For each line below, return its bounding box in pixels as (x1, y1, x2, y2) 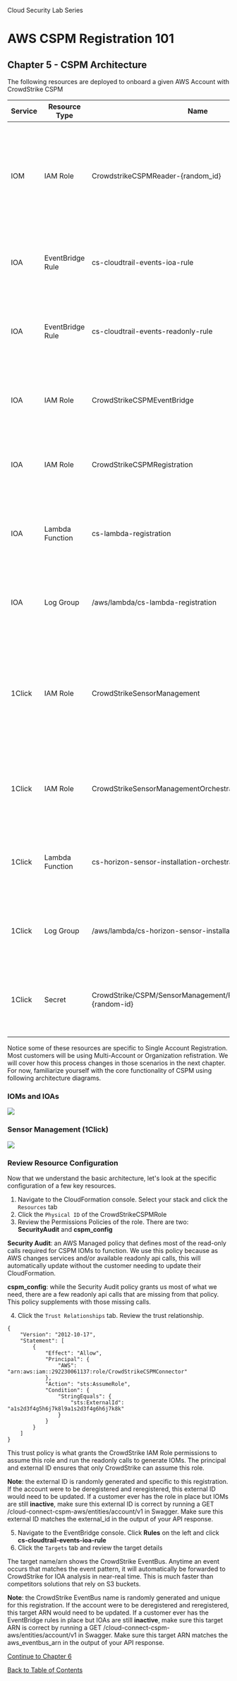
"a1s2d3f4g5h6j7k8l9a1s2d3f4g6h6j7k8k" (7, 1405, 125, 1412)
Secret (44, 995, 66, 1004)
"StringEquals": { (57, 1393, 112, 1400)
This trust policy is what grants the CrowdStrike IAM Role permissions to (7, 1448, 217, 1457)
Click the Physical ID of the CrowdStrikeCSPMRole (17, 1210, 167, 1218)
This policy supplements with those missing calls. (7, 1297, 152, 1306)
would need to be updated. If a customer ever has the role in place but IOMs (7, 1492, 229, 1500)
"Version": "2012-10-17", (20, 1331, 97, 1338)
